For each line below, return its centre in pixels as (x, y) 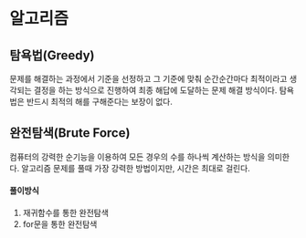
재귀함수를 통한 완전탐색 (66, 213)
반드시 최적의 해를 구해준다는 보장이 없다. (100, 102)
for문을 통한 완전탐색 (60, 224)
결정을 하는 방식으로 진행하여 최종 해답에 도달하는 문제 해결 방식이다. (155, 90)
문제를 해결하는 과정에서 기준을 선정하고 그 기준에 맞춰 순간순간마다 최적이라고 (148, 79)
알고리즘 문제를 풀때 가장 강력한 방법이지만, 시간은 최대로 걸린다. (136, 168)
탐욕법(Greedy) (52, 55)
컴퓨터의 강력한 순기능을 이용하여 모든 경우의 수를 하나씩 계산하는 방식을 (137, 157)
